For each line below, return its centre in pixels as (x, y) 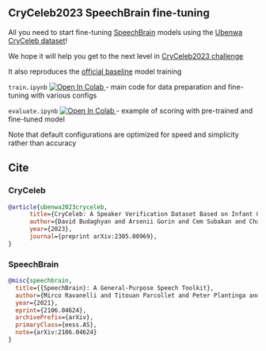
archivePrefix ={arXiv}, (54, 318)
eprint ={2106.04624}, (51, 310)
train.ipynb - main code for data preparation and (117, 87)
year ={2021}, (37, 303)
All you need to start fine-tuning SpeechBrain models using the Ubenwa (125, 32)
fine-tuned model (37, 119)
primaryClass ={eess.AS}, (56, 325)
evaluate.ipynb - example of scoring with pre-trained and (131, 110)
